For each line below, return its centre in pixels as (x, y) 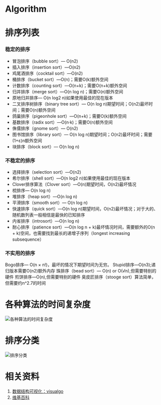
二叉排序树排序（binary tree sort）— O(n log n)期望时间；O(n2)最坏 (80, 104)
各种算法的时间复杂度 (48, 305)
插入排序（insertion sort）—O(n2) (46, 67)
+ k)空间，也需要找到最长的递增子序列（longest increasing (71, 233)
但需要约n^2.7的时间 (26, 283)
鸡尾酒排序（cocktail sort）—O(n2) (47, 73)
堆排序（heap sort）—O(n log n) (45, 196)
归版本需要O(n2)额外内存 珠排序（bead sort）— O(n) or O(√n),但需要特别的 (81, 271)
